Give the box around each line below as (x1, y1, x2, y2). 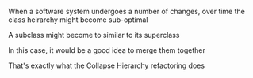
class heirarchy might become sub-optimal (8, 15, 148, 24)
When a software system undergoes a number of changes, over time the (8, 7, 246, 16)
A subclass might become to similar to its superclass (8, 31, 180, 39)
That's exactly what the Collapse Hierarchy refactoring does (8, 61, 205, 70)
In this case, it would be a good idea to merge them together (8, 46, 206, 54)
